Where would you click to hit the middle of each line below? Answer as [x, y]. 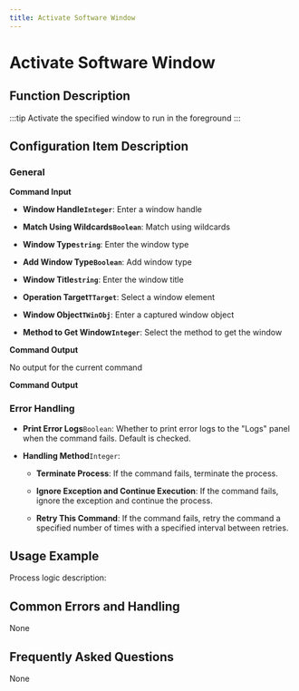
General [27, 171]
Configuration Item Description [99, 146]
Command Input [40, 192]
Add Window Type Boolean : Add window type [107, 262]
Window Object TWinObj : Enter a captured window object [128, 315]
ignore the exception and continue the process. [124, 501]
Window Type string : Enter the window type [106, 245]
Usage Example [54, 556]
